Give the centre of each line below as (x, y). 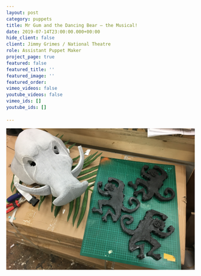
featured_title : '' (31, 69)
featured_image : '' (31, 76)
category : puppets (29, 19)
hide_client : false (31, 38)
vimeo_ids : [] (24, 101)
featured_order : (26, 82)
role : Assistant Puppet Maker (44, 51)
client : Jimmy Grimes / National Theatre (59, 44)
